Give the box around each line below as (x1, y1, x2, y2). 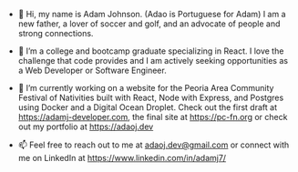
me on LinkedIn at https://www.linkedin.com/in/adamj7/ (17, 153, 226, 163)
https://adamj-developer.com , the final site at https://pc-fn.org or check (17, 112, 288, 122)
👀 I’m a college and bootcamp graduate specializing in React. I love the (17, 46, 284, 56)
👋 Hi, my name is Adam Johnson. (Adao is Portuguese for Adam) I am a (17, 9, 286, 19)
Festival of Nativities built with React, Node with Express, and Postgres (17, 92, 284, 103)
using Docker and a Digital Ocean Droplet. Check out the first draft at (17, 102, 278, 113)
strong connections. (17, 28, 94, 38)
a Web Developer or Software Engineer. (17, 65, 167, 76)
